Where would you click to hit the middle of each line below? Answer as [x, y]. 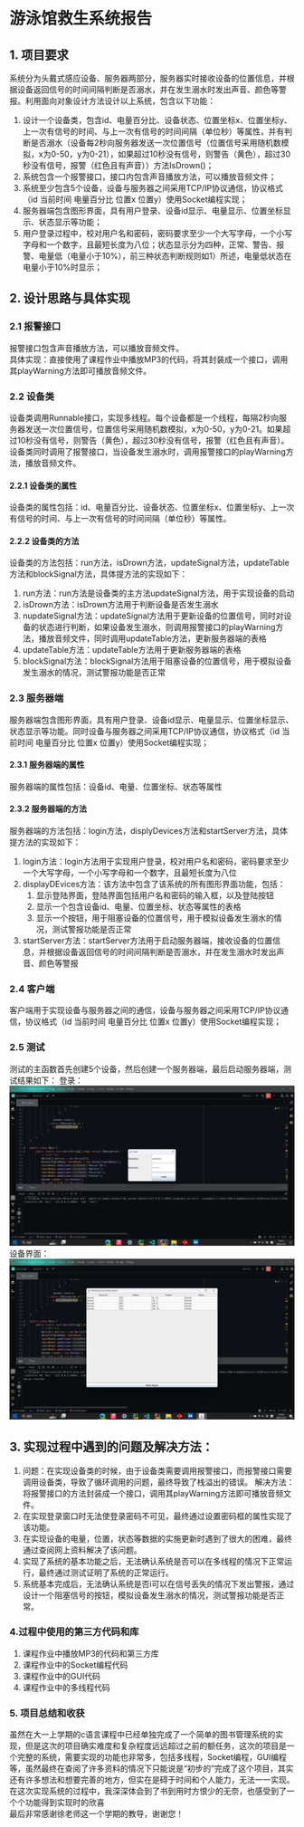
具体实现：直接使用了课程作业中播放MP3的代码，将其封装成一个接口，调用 [149, 359]
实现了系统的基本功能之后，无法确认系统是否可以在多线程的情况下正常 [153, 1561]
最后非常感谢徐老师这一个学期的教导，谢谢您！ [96, 1814]
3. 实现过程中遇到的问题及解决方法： [112, 1447]
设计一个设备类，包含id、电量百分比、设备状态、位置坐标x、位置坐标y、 [157, 120]
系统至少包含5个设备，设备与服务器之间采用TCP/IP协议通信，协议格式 [152, 188]
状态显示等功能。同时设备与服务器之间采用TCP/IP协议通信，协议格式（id [145, 731]
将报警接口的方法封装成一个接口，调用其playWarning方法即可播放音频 [153, 1493]
